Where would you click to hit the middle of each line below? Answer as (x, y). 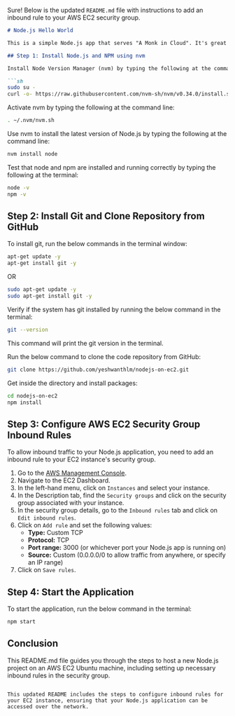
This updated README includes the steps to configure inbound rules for (115, 694)
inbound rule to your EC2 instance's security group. (81, 459)
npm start (22, 622)
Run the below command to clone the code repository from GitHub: (104, 356)
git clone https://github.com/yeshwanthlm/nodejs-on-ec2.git (98, 370)
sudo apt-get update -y (42, 290)
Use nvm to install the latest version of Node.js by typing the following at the (117, 134)
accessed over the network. (48, 707)
